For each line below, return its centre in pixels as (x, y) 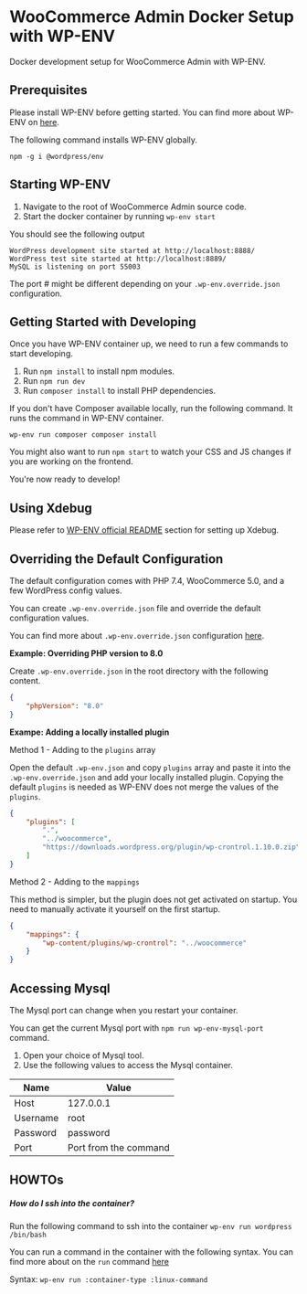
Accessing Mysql (60, 988)
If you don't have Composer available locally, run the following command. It (151, 408)
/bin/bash (28, 1236)
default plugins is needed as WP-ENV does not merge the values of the (144, 787)
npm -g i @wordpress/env (57, 156)
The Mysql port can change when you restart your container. (124, 1010)
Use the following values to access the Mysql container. (127, 1065)
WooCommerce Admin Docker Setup (152, 17)
